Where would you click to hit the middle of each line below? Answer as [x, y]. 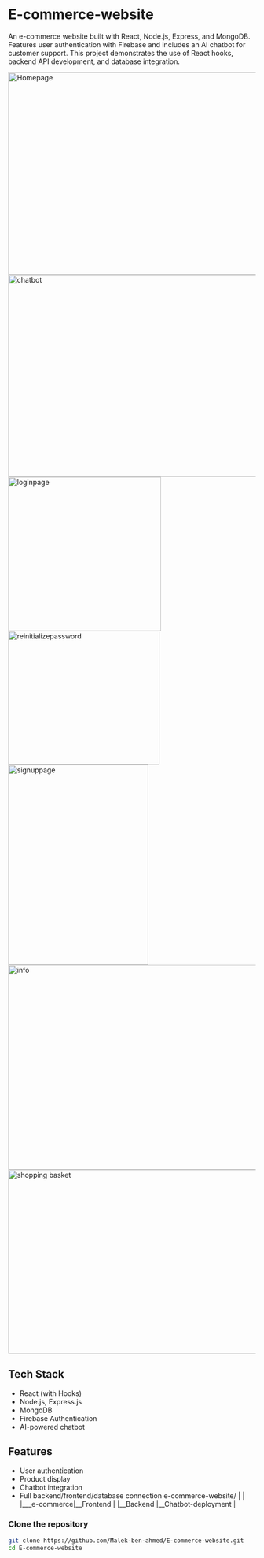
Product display [45, 1478]
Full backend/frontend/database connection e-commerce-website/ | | [132, 1495]
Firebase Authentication [58, 1418]
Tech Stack [36, 1374]
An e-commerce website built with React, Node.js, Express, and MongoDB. [129, 36]
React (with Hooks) [51, 1393]
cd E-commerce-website [45, 1548]
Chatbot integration [51, 1487]
